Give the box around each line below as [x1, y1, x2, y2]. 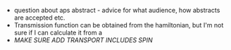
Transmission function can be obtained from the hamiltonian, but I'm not [13, 21, 224, 29]
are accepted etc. [13, 13, 65, 22]
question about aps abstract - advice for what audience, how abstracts [13, 6, 220, 14]
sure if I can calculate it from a [13, 28, 103, 37]
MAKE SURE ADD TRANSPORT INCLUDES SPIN [13, 36, 153, 44]
